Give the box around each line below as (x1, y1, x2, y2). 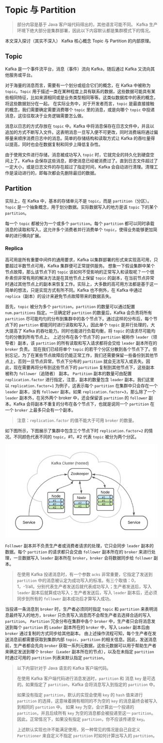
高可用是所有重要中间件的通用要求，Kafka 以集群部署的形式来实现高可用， (5, 257, 154, 262)
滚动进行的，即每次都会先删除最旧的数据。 (13, 170, 98, 176)
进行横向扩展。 (13, 232, 44, 239)
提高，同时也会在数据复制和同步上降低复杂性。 (9, 141, 103, 147)
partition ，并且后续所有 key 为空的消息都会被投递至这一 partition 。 (16, 710, 156, 716)
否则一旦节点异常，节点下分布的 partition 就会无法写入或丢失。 (17, 358, 147, 364)
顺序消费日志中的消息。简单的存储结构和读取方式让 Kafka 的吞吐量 (17, 135, 151, 141)
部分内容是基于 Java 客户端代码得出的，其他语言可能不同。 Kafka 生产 (16, 21, 158, 27)
